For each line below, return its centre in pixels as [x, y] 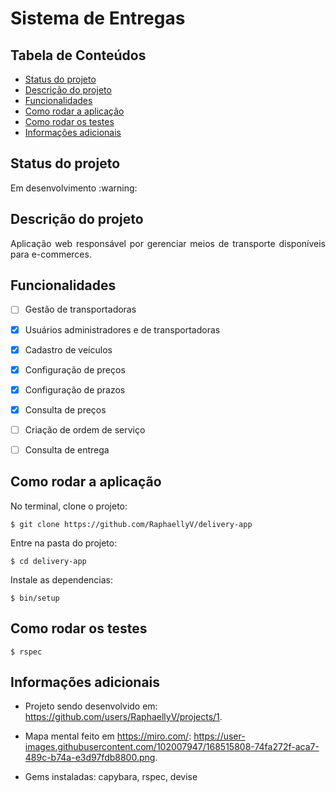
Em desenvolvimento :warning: [74, 188]
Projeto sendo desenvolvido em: [91, 706]
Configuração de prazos [75, 389]
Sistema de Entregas [98, 18]
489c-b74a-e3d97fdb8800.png [90, 758]
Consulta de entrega [67, 449]
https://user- [219, 736]
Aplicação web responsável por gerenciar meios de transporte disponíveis [168, 243]
